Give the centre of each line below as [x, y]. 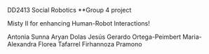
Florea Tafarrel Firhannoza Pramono [90, 44]
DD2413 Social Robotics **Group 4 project [69, 10]
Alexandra [22, 44]
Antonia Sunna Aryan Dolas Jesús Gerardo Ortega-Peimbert [94, 37]
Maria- [192, 37]
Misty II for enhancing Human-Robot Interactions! [79, 23]
